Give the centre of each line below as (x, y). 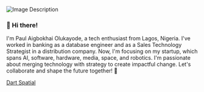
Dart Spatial (21, 83)
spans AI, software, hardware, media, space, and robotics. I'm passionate (98, 58)
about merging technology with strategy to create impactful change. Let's (99, 65)
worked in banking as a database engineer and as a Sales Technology (94, 45)
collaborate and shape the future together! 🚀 (62, 71)
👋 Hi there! (22, 25)
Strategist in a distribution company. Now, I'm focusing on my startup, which (102, 51)
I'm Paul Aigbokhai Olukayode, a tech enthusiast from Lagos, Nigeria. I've (98, 38)
